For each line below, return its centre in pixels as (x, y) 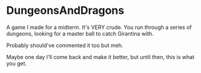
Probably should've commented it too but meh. (65, 45)
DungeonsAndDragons (65, 11)
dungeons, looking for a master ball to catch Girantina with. (80, 33)
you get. (17, 63)
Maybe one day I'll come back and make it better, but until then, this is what (100, 57)
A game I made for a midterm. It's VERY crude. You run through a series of (99, 27)
